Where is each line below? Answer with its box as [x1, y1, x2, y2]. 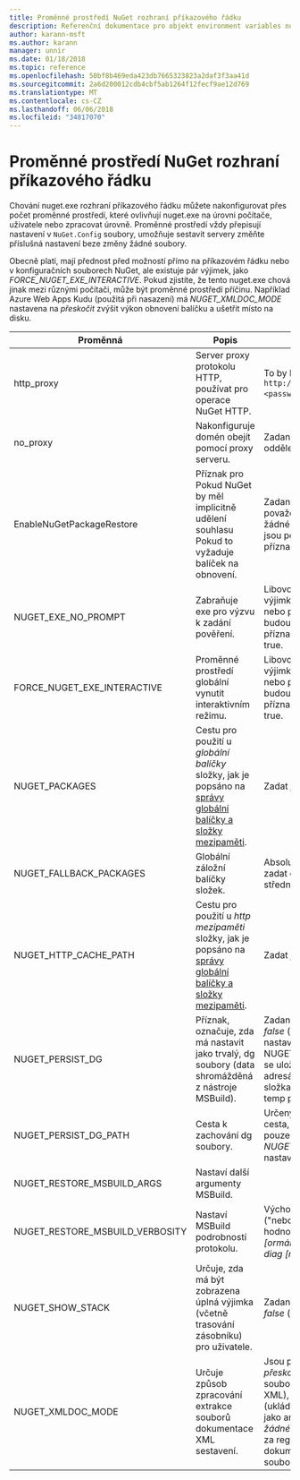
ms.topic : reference [9, 64, 87, 73]
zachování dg [195, 1129, 253, 1142]
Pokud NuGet [195, 479, 252, 492]
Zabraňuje [195, 595, 238, 607]
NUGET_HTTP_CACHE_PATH [13, 949, 136, 962]
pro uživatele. [195, 1340, 253, 1353]
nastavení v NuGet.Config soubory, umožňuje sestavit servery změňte [9, 229, 265, 240]
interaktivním [195, 698, 250, 711]
